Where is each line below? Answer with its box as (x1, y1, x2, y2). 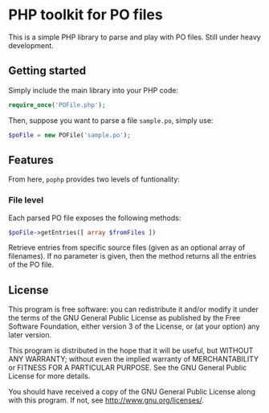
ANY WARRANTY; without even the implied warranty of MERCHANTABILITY (8, 354, 259, 364)
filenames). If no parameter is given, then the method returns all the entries (8, 251, 257, 261)
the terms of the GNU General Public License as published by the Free (8, 313, 241, 323)
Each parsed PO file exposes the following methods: (8, 213, 181, 223)
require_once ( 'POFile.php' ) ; (8, 100, 106, 109)
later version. (8, 330, 52, 340)
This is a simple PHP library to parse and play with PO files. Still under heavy (8, 32, 261, 42)
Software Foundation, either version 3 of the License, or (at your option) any (8, 321, 260, 331)
